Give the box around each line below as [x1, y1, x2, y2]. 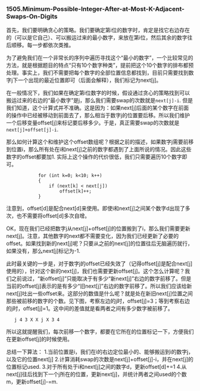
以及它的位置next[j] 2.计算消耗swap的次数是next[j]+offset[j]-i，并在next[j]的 [6, 356, 193, 363]
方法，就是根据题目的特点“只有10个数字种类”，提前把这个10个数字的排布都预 [6, 62, 194, 69]
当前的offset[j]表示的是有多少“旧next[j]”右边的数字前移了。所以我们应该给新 [6, 283, 192, 290]
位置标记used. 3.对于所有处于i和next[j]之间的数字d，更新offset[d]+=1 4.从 [6, 363, 187, 371]
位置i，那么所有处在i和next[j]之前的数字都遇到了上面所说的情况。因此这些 [11, 146, 192, 153]
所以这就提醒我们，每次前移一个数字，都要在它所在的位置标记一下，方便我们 [6, 328, 194, 335]
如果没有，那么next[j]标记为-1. [6, 248, 80, 255]
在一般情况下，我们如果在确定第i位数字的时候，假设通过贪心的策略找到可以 [6, 89, 190, 97]
